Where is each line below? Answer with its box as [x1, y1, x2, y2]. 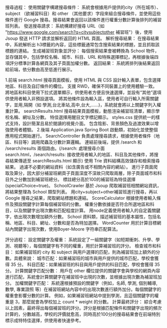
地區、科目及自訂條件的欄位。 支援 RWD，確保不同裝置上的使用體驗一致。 [5, 83, 158, 89]
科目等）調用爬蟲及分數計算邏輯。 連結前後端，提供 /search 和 [13, 139, 142, 145]
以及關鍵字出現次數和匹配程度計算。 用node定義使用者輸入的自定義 [13, 208, 152, 213]
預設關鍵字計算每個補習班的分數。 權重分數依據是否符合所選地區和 [13, 201, 150, 207]
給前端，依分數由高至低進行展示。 [5, 67, 75, 72]
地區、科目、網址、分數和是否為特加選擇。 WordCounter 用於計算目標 [13, 220, 158, 226]
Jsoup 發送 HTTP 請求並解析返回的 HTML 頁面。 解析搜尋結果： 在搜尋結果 [5, 35, 160, 41]
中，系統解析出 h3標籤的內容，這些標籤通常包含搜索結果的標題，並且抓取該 [5, 42, 160, 47]
